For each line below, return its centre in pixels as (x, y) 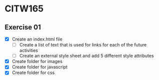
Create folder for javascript (40, 67)
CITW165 (24, 9)
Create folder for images (37, 61)
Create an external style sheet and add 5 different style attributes (86, 56)
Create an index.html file (37, 39)
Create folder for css (33, 72)
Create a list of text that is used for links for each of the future (83, 45)
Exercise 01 (23, 27)
